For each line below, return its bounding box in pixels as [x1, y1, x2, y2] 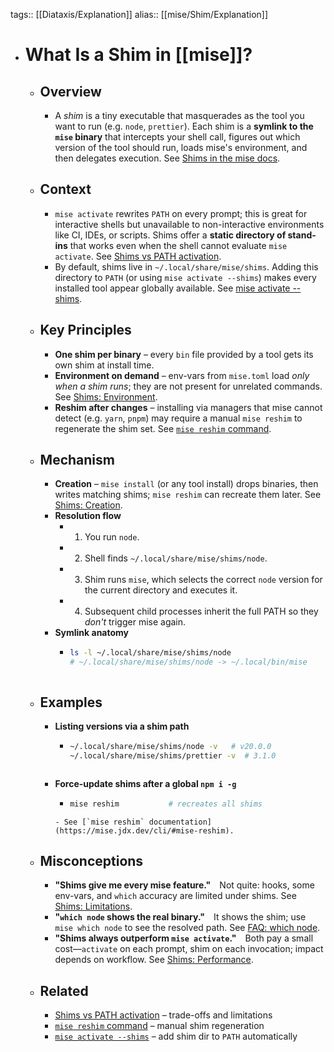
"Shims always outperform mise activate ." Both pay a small [54, 932, 314, 944]
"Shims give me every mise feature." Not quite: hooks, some [54, 879, 315, 891]
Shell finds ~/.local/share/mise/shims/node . [84, 552, 268, 564]
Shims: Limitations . [54, 900, 133, 913]
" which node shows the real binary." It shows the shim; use [54, 911, 307, 923]
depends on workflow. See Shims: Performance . [54, 954, 254, 966]
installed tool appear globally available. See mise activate [54, 282, 291, 294]
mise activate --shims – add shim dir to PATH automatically [54, 1030, 298, 1043]
